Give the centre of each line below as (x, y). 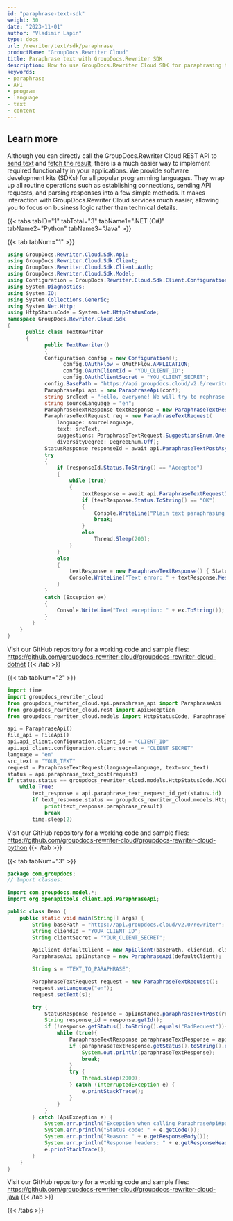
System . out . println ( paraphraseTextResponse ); (148, 1052)
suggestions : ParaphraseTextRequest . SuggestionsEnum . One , (142, 436)
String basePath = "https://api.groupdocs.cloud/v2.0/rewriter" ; (129, 925)
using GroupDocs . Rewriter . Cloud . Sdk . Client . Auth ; (80, 268)
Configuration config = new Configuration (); (111, 358)
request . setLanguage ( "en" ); (72, 988)
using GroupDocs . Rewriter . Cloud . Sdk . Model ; (71, 274)
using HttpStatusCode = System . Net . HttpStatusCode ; (83, 313)
